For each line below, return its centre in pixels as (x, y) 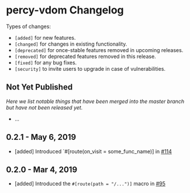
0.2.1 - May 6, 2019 (41, 137)
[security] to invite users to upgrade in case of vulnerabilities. (90, 68)
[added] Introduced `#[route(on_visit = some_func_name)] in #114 (93, 151)
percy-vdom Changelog (65, 10)
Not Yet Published (39, 87)
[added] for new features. (45, 37)
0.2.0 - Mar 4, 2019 (42, 169)
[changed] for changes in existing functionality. (71, 44)
